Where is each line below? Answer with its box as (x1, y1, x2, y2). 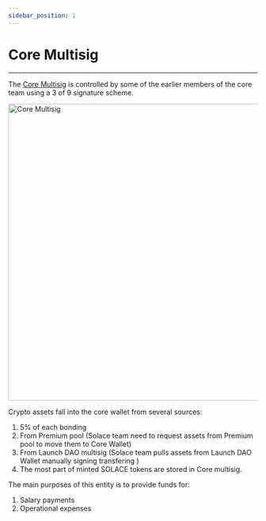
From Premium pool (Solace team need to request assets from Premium (19, 431, 253, 440)
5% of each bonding (19, 422, 87, 432)
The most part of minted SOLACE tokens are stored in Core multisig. (19, 464, 243, 473)
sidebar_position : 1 (8, 11, 77, 20)
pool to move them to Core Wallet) (19, 439, 132, 448)
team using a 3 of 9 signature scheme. (8, 88, 134, 97)
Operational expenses (19, 504, 92, 513)
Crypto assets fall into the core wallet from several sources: (8, 407, 203, 416)
